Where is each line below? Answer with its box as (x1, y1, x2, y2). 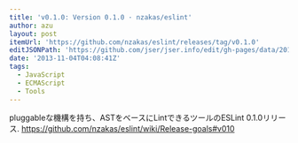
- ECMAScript (17, 79, 66, 87)
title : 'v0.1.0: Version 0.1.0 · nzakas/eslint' (9, 12, 192, 22)
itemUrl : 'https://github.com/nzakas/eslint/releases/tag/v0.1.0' (9, 37, 260, 47)
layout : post (9, 29, 58, 38)
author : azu (9, 21, 53, 30)
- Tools (17, 87, 46, 95)
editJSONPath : (9, 46, 62, 55)
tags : (9, 63, 29, 71)
